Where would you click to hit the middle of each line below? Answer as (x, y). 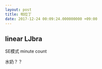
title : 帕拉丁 (18, 14)
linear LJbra (24, 39)
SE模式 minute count (26, 51)
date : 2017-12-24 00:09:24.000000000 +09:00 (51, 19)
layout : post (18, 10)
